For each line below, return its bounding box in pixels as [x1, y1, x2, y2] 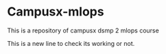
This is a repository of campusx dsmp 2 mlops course [7, 26, 159, 34]
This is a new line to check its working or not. [7, 39, 135, 47]
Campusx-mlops [7, 4, 104, 20]
